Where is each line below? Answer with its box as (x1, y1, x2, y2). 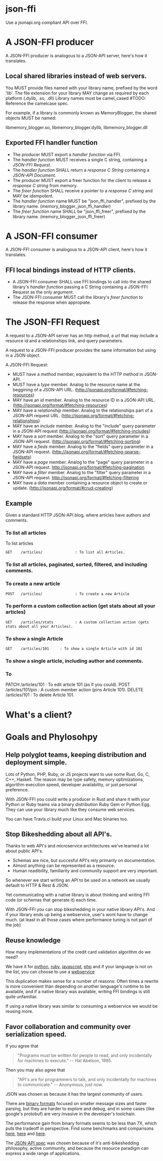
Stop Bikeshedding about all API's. (5, 830, 112, 838)
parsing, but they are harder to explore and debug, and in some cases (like (5, 1106, 155, 1111)
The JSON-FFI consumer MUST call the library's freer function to (12, 295, 143, 300)
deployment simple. (5, 758, 67, 767)
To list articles (5, 540, 33, 546)
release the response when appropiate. (12, 299, 91, 305)
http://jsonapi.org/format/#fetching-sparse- (53, 449, 141, 455)
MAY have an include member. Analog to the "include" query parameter (12, 423, 156, 429)
